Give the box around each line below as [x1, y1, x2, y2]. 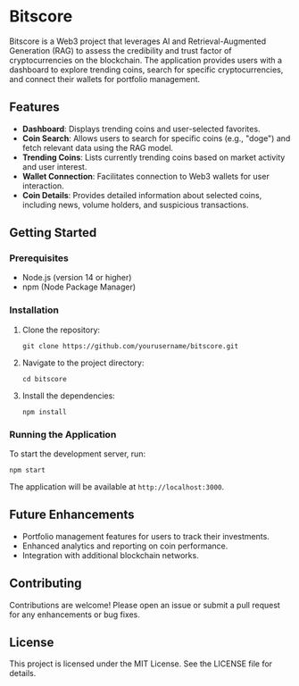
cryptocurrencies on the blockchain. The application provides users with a [9, 54, 283, 65]
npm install [21, 407, 67, 416]
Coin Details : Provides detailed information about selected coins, [21, 189, 262, 200]
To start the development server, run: [9, 448, 145, 459]
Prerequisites [9, 252, 69, 264]
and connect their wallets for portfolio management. [9, 73, 201, 84]
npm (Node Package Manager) [21, 281, 137, 292]
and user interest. [21, 161, 87, 171]
